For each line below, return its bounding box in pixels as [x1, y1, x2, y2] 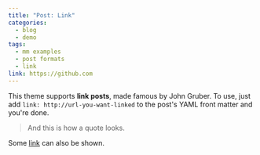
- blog [15, 26, 37, 34]
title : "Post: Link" [8, 11, 76, 20]
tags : [8, 41, 26, 49]
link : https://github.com [8, 70, 93, 77]
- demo [15, 33, 37, 41]
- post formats [15, 56, 65, 63]
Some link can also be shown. [8, 138, 104, 147]
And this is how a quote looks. [27, 123, 126, 132]
